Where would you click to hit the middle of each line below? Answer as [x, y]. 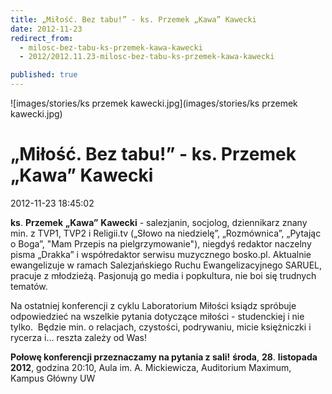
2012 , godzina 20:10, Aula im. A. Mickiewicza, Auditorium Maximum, [151, 367]
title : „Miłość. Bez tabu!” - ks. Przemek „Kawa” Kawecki [133, 19]
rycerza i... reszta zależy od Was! [78, 337]
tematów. [29, 286]
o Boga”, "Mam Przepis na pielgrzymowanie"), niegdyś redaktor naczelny [161, 243]
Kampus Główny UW [53, 378]
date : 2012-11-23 [46, 29]
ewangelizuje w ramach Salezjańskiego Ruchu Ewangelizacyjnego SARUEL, [166, 265]
